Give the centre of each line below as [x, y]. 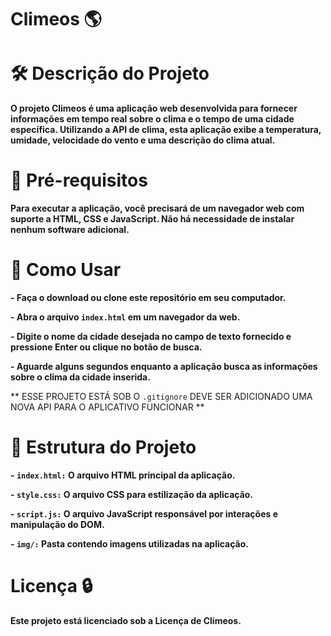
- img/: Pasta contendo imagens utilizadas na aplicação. [130, 543]
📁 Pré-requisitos [79, 180]
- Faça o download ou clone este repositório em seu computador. [148, 297]
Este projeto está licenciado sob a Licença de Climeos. [126, 620]
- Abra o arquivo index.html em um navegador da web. [125, 317]
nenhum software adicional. [70, 230]
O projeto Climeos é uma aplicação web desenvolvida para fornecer [154, 108]
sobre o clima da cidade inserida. [80, 377]
